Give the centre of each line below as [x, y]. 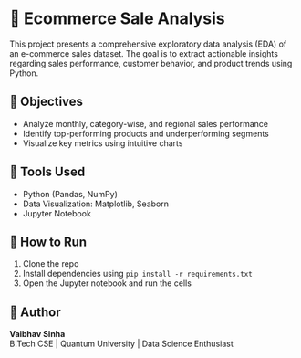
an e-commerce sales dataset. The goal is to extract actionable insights [144, 53]
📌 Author [35, 312]
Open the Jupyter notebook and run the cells [107, 283]
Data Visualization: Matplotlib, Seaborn [95, 204]
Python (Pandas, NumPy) [70, 194]
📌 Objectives [47, 102]
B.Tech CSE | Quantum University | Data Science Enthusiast [122, 344]
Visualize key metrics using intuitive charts [103, 143]
